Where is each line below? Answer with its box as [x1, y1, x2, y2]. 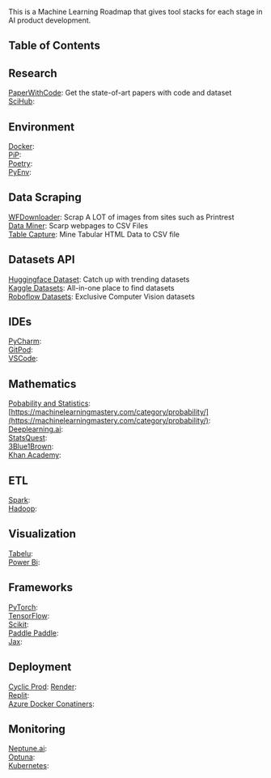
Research [8, 66, 58, 80]
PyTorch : [8, 602, 39, 612]
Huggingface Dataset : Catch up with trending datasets [8, 274, 190, 284]
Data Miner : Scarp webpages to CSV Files [8, 220, 148, 230]
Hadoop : [8, 504, 38, 513]
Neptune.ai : [8, 744, 47, 754]
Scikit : [8, 619, 30, 629]
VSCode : [8, 354, 39, 363]
